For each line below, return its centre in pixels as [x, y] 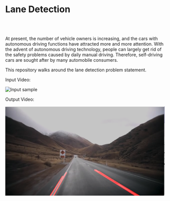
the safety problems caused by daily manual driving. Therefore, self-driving [84, 55]
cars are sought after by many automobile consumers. [62, 60]
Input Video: [18, 79]
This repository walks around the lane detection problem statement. [76, 70]
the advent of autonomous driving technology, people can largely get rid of [83, 49]
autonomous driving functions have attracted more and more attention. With [84, 44]
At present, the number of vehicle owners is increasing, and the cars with [81, 38]
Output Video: [20, 99]
